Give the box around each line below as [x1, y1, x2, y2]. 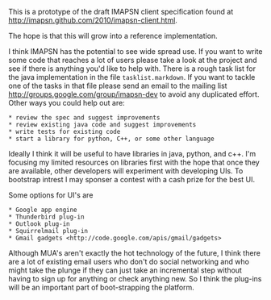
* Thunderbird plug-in [8, 213, 85, 221]
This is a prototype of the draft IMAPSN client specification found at [8, 7, 234, 16]
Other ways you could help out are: [8, 98, 125, 107]
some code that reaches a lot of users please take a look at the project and [8, 56, 257, 65]
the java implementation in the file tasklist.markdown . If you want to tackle [8, 73, 256, 81]
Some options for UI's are [8, 190, 94, 200]
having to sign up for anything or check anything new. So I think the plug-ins [8, 274, 262, 283]
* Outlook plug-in [8, 220, 70, 228]
